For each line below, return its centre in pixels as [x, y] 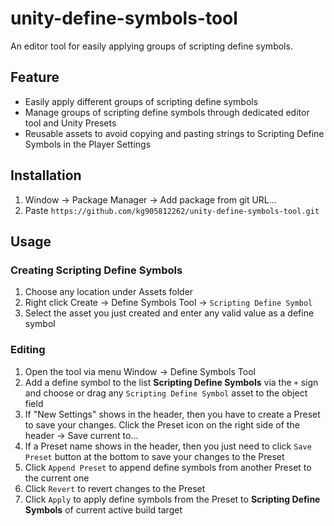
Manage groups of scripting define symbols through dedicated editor [167, 112]
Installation [46, 175]
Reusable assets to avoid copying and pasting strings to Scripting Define [174, 133]
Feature [35, 77]
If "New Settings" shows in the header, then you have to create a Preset [172, 414]
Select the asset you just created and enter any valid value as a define [169, 313]
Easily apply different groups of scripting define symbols [141, 101]
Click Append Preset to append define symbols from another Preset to [168, 467]
